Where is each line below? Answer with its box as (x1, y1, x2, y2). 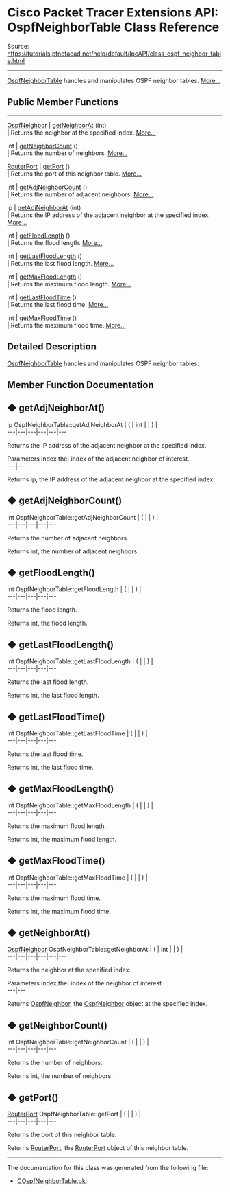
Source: (7, 42, 29, 50)
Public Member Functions (7, 96, 119, 108)
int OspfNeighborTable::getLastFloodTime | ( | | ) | (7, 729, 148, 737)
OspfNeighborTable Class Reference (7, 19, 220, 35)
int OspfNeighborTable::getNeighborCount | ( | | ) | (7, 1038, 149, 1046)
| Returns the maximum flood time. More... (7, 321, 126, 329)
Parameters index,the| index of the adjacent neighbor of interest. (7, 455, 190, 463)
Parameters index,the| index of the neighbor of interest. (7, 979, 164, 987)
